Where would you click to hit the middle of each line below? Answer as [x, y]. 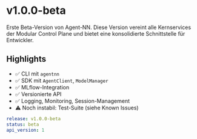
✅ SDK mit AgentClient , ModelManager [62, 80]
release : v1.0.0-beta [34, 118]
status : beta [23, 124]
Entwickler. [20, 40]
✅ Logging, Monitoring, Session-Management [72, 101]
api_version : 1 [25, 130]
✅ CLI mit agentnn [37, 74]
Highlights [26, 59]
